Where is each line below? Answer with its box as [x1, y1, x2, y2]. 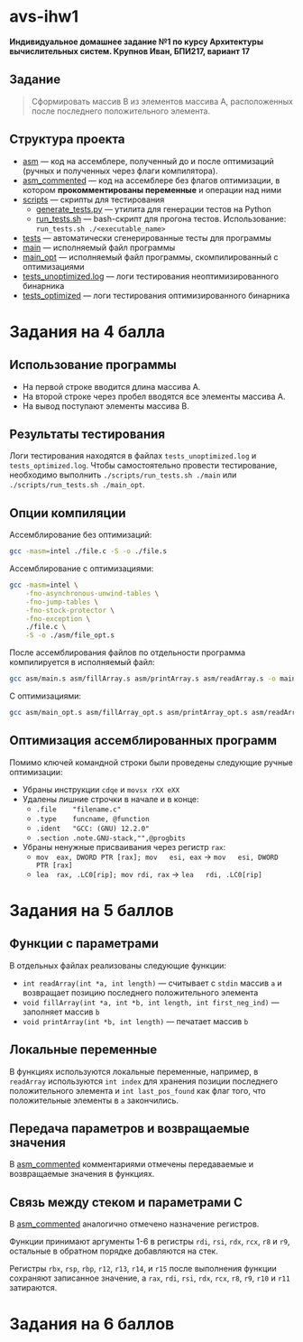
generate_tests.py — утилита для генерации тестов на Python [35, 203, 272, 214]
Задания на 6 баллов [9, 1314, 175, 1335]
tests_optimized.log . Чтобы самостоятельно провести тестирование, [9, 460, 278, 471]
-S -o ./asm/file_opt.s [25, 631, 115, 640]
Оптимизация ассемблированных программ [9, 733, 278, 748]
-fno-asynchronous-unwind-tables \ [25, 588, 160, 597]
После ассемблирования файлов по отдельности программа [9, 647, 246, 658]
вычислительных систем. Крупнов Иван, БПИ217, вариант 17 [9, 45, 251, 56]
